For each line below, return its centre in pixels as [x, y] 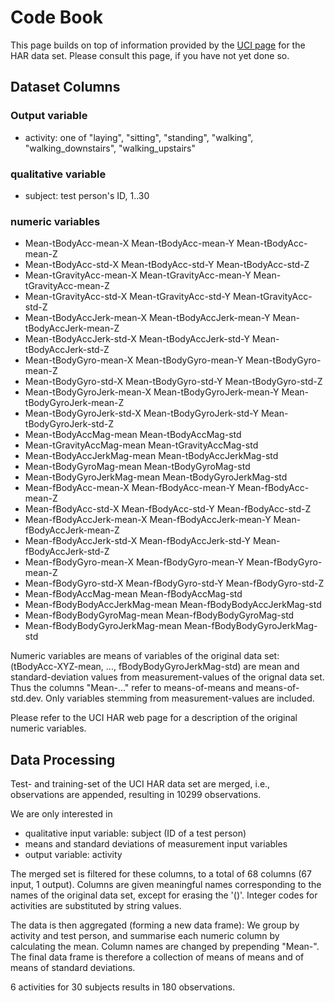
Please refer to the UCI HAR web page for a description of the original [154, 718]
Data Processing [63, 759]
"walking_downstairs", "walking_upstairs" [110, 148]
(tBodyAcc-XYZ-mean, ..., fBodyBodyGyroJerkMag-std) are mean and [155, 667]
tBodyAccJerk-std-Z [67, 350]
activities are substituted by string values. [96, 906]
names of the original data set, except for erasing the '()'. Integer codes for [164, 895]
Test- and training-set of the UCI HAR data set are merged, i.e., [140, 784]
